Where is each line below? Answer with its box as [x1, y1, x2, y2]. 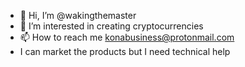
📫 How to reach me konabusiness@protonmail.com [19, 31, 235, 43]
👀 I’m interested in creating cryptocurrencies [19, 20, 204, 32]
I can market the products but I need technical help [19, 46, 231, 57]
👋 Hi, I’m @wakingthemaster [19, 10, 137, 21]
